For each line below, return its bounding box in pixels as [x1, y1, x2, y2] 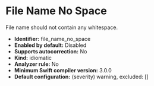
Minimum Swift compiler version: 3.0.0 [14, 66, 112, 74]
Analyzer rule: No [14, 60, 59, 68]
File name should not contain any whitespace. [5, 24, 118, 31]
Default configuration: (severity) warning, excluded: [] [14, 73, 149, 80]
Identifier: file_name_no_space [14, 35, 91, 42]
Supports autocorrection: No [14, 47, 87, 55]
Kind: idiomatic [14, 54, 52, 61]
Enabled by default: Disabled [14, 42, 87, 49]
